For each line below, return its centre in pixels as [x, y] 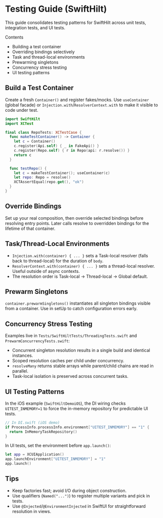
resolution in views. [31, 511]
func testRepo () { [28, 168]
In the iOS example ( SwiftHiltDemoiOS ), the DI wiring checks [65, 403]
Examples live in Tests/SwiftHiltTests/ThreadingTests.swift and [71, 336]
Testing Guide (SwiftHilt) [56, 9]
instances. [22, 355]
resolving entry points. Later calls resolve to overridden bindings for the [77, 223]
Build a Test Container [40, 88]
